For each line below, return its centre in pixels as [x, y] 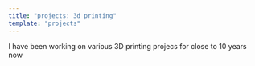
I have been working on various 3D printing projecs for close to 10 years [127, 46]
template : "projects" [45, 23]
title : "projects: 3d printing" [62, 16]
